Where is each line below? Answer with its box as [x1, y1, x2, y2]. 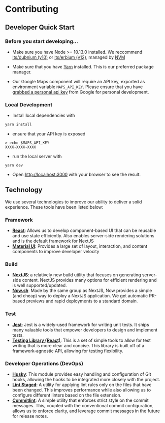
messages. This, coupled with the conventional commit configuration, [12, 403, 154, 409]
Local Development [5, 101, 53, 108]
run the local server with [12, 154, 62, 160]
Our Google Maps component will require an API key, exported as [12, 78, 145, 84]
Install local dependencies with [12, 112, 75, 119]
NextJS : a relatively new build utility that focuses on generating [12, 272, 141, 278]
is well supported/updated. [12, 282, 67, 289]
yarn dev [5, 163, 23, 168]
